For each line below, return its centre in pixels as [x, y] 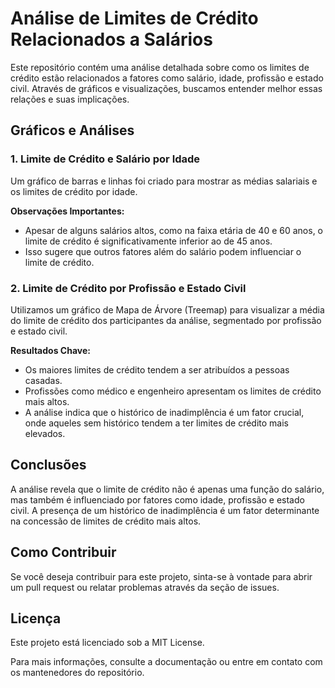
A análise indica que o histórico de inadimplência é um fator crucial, [164, 412]
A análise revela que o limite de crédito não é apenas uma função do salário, [167, 489]
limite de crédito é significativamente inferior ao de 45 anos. [148, 241]
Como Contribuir [63, 552]
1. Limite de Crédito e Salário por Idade [105, 159]
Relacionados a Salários [111, 39]
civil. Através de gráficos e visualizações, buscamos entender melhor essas [166, 88]
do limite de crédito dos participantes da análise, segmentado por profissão [166, 320]
